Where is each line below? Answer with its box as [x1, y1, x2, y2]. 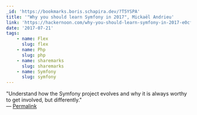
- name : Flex [16, 36, 49, 42]
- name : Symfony [16, 69, 57, 75]
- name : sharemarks [16, 58, 64, 63]
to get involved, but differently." [6, 96, 82, 103]
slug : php [21, 52, 46, 58]
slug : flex [21, 42, 49, 48]
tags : [6, 31, 19, 36]
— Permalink [6, 103, 37, 110]
